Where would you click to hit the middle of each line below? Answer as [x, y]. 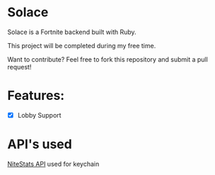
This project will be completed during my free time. [82, 45]
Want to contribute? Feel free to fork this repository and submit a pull [108, 59]
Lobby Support [39, 115]
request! [19, 67]
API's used [40, 144]
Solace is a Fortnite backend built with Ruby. [72, 32]
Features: [36, 96]
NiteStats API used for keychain [53, 164]
